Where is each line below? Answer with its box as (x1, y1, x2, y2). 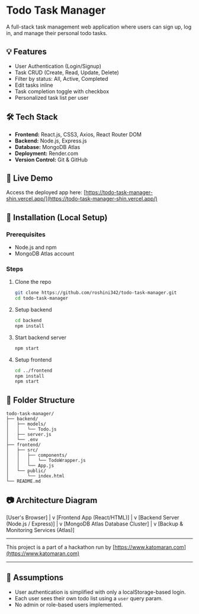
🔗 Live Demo (6, 173, 53, 183)
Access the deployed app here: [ (6, 189, 86, 196)
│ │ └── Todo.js (6, 426, 57, 432)
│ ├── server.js (6, 432, 52, 438)
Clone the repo (14, 278, 52, 286)
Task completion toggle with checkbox (14, 87, 110, 95)
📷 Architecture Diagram (6, 495, 98, 505)
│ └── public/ (6, 468, 46, 474)
